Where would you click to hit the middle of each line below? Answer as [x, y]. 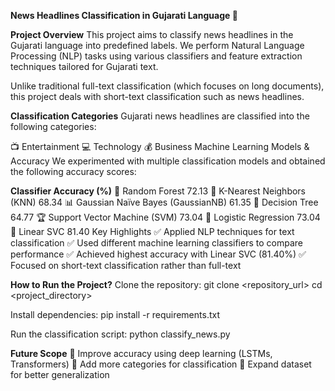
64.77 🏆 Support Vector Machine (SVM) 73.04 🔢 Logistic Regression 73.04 [165, 217]
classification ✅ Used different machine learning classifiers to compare [156, 243]
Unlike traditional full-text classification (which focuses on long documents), [167, 86]
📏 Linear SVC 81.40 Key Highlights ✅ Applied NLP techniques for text [152, 231]
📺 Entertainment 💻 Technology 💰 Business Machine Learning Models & [160, 146]
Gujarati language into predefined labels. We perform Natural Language [157, 45]
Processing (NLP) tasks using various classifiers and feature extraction [156, 56]
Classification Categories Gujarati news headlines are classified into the [160, 116]
